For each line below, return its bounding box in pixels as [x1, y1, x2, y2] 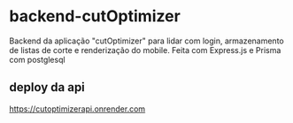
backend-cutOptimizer [9, 6, 181, 27]
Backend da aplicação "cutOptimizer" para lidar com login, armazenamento [9, 35, 285, 46]
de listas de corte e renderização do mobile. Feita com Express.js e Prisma [9, 44, 281, 55]
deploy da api [9, 80, 86, 95]
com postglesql [9, 54, 66, 65]
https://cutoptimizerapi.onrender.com [9, 104, 146, 114]
